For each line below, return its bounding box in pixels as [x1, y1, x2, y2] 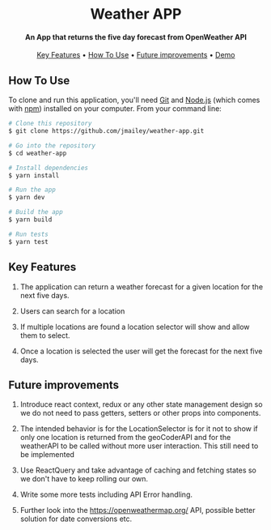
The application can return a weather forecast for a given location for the [19, 281, 264, 292]
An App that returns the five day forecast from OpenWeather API [25, 32, 247, 41]
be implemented [19, 450, 75, 459]
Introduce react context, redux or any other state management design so [19, 400, 263, 409]
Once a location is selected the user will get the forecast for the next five [19, 346, 263, 356]
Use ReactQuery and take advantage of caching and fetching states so [19, 465, 257, 475]
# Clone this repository [8, 119, 92, 128]
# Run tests [8, 230, 49, 238]
